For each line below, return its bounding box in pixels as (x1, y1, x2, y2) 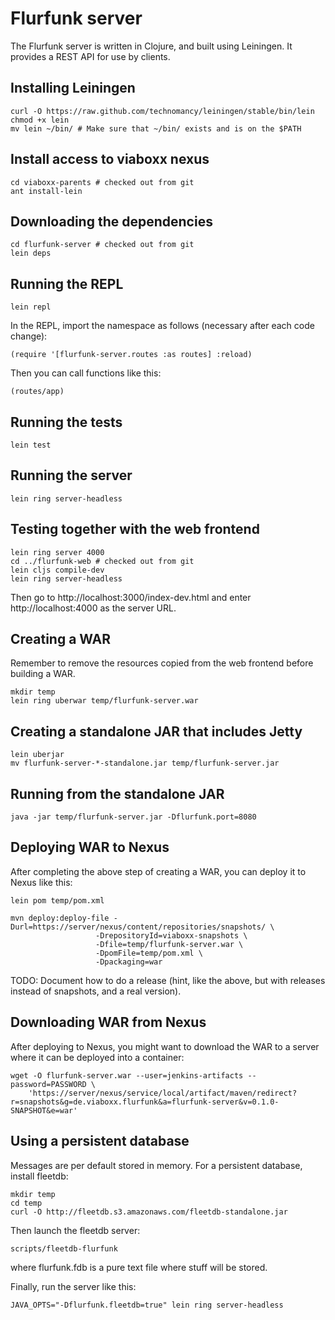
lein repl (10, 302, 52, 312)
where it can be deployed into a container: (10, 1051, 185, 1063)
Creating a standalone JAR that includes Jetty (10, 723, 303, 740)
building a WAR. (10, 668, 76, 680)
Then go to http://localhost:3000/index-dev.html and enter (10, 591, 252, 603)
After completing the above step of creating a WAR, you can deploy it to (10, 865, 307, 877)
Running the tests (10, 413, 123, 431)
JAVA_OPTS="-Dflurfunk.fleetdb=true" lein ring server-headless (10, 1300, 284, 1310)
